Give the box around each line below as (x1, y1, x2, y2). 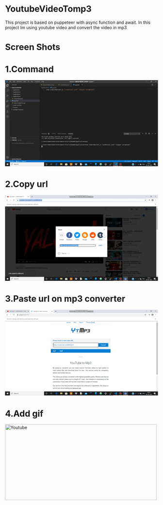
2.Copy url (5, 179, 49, 190)
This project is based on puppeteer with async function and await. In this (5, 19, 150, 25)
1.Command (5, 64, 54, 75)
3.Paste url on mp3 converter (5, 293, 126, 304)
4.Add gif (5, 408, 44, 419)
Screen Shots (5, 42, 61, 53)
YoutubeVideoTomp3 (5, 3, 92, 15)
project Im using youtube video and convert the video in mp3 (5, 24, 127, 30)
